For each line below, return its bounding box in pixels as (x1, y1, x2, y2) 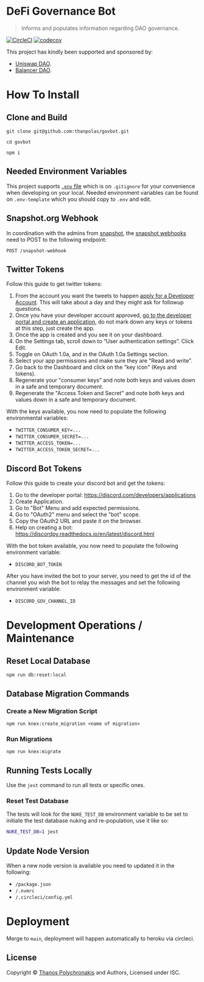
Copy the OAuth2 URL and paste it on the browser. (15, 517, 142, 525)
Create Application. (15, 498, 64, 505)
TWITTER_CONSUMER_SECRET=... (15, 434, 90, 440)
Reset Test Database (6, 796, 69, 805)
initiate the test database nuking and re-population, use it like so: (6, 817, 169, 824)
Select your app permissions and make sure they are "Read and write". (15, 357, 193, 365)
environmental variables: (6, 414, 68, 422)
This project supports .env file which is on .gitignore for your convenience (6, 182, 195, 190)
